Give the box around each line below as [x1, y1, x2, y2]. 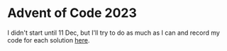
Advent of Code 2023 [7, 5, 137, 21]
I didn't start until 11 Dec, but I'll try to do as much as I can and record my [7, 28, 220, 37]
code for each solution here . [7, 35, 90, 44]
